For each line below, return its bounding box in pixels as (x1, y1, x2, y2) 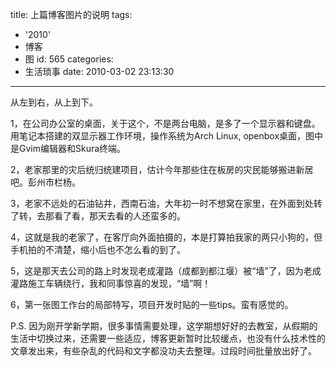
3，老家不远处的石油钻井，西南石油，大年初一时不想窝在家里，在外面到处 (10, 198, 314, 209)
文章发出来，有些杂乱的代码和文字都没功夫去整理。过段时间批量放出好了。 (10, 345, 317, 357)
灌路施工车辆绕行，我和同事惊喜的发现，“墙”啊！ (10, 278, 212, 289)
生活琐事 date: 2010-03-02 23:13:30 (24, 66, 175, 77)
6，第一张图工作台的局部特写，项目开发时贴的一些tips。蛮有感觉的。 (10, 299, 294, 310)
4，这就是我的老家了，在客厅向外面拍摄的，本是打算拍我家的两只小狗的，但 (10, 231, 323, 243)
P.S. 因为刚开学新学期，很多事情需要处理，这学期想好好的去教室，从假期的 (10, 320, 318, 332)
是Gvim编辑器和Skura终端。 (10, 143, 127, 154)
